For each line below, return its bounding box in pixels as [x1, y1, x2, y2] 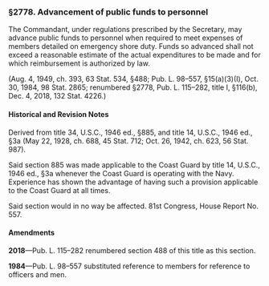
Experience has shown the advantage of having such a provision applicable [8, 177, 259, 187]
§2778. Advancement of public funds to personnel [8, 6, 209, 18]
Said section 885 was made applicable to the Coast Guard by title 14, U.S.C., [8, 159, 261, 170]
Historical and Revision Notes [8, 109, 109, 119]
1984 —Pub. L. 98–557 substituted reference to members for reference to [8, 261, 251, 271]
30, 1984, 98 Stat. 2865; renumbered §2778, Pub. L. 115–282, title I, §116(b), [8, 83, 259, 92]
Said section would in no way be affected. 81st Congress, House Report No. [8, 201, 259, 211]
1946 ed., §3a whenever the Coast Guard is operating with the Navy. [8, 168, 234, 178]
